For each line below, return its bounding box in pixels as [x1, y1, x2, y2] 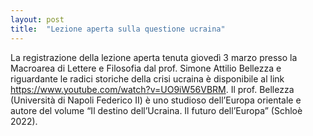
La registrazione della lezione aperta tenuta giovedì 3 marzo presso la [10, 51, 298, 63]
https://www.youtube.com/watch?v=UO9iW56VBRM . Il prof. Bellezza [10, 83, 295, 95]
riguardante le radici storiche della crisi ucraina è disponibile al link [10, 72, 285, 85]
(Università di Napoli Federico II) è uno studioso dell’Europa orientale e [10, 94, 302, 106]
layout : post [10, 14, 65, 25]
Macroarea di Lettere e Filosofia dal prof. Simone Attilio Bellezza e [10, 62, 282, 74]
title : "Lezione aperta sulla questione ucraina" [10, 24, 226, 34]
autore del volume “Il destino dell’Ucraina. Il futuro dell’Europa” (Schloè [10, 104, 303, 116]
